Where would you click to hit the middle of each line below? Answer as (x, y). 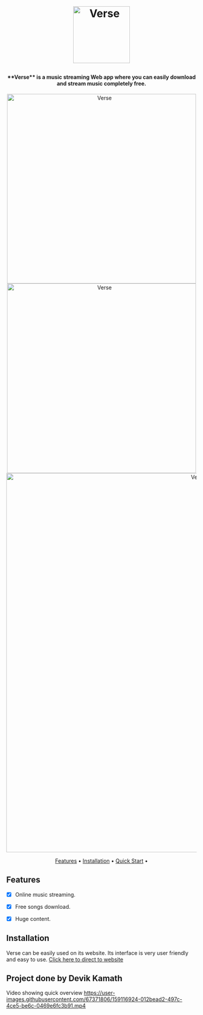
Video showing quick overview (44, 993)
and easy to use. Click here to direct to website (65, 959)
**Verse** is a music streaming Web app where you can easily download (101, 77)
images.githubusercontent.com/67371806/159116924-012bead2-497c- (94, 999)
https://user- (99, 993)
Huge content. (33, 919)
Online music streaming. (45, 894)
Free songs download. (43, 906)
